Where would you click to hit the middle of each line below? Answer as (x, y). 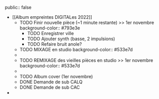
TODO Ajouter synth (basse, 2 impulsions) (71, 39)
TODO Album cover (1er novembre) (56, 76)
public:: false (18, 7)
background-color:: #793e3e (50, 28)
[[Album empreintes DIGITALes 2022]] (52, 17)
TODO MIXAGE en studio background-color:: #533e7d (76, 49)
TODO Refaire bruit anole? (54, 44)
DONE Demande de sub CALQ (51, 82)
